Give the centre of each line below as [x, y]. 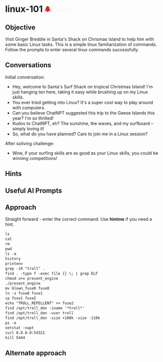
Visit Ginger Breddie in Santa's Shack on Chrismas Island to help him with [80, 39]
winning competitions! [35, 158]
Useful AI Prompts [34, 190]
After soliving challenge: [30, 143]
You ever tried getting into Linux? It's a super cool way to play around [82, 102]
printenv [14, 264]
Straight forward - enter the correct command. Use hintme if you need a [79, 219]
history [13, 259]
